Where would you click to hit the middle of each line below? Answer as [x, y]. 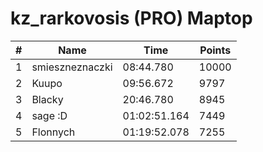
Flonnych [53, 132]
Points [215, 50]
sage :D [49, 115]
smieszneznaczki [72, 67]
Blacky [47, 99]
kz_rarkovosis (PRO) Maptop [131, 18]
